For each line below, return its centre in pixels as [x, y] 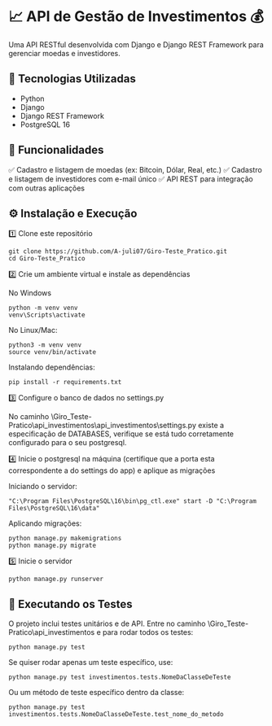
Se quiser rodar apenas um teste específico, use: [91, 663]
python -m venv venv [44, 308]
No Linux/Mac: [33, 330]
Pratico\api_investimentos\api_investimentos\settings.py [103, 426]
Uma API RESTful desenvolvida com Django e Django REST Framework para [136, 44]
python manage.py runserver [56, 579]
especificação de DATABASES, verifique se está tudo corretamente [121, 434]
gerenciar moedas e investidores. [64, 53]
